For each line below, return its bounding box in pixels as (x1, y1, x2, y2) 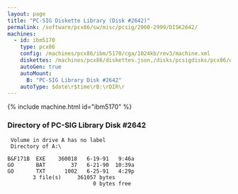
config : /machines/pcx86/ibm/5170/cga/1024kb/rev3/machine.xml (20, 50, 211, 58)
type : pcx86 (20, 43, 55, 50)
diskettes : (20, 57, 52, 64)
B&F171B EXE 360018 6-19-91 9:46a (7, 155, 135, 162)
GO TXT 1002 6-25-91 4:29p (7, 168, 135, 175)
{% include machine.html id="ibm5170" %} (7, 102, 132, 111)
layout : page (7, 10, 46, 18)
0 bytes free (93, 180, 132, 187)
